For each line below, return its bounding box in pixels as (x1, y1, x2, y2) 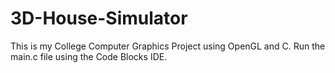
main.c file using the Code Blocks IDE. (10, 50, 168, 62)
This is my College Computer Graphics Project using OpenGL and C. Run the (10, 40, 326, 52)
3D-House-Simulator (10, 7, 188, 30)
